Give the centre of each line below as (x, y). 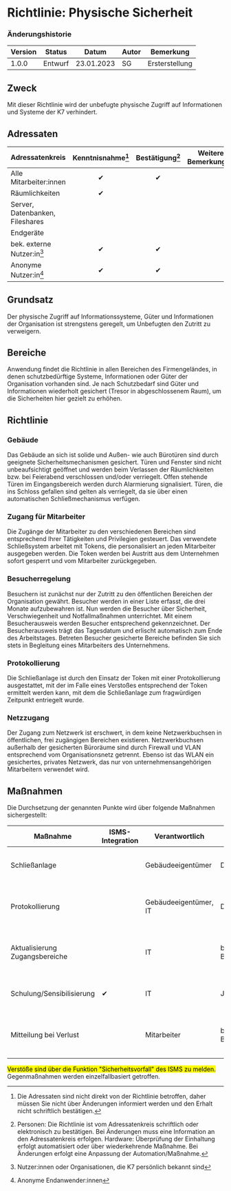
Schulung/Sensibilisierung (53, 994)
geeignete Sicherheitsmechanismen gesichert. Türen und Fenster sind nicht (114, 462)
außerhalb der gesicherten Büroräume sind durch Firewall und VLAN (104, 747)
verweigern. (24, 331)
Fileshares (27, 222)
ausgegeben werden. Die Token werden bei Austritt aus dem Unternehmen (113, 553)
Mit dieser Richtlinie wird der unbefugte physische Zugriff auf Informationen (114, 105)
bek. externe (31, 244)
